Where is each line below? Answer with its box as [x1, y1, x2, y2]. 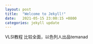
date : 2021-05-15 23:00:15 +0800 [5, 16, 77, 21]
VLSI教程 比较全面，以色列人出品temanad [5, 34, 88, 40]
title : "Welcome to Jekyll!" [5, 11, 66, 16]
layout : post [5, 7, 31, 12]
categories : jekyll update [5, 20, 60, 25]
